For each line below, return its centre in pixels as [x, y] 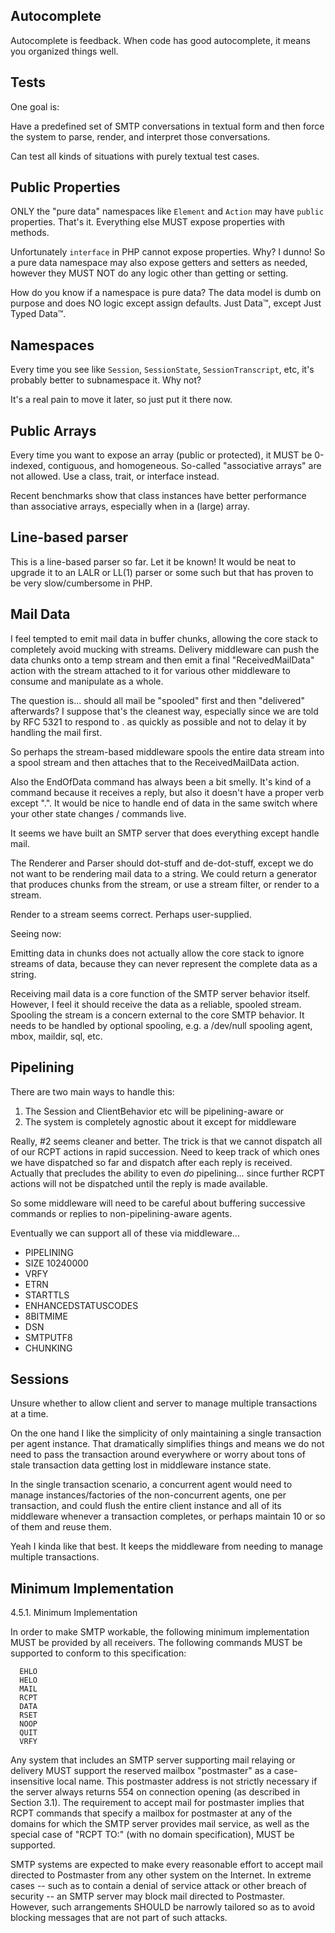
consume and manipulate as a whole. [87, 681]
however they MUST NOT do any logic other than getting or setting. [149, 273]
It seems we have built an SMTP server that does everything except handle [165, 833]
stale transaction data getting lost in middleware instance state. [141, 1465]
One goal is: [35, 106]
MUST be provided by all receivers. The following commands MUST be [156, 1643]
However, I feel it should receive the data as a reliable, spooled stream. [156, 1004]
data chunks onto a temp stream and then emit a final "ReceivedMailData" [162, 660]
